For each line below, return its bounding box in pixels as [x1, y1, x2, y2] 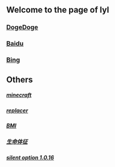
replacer [6, 106, 28, 114]
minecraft [6, 91, 32, 99]
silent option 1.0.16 [6, 154, 54, 161]
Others [6, 74, 33, 84]
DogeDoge [6, 23, 38, 32]
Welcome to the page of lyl [6, 5, 110, 15]
